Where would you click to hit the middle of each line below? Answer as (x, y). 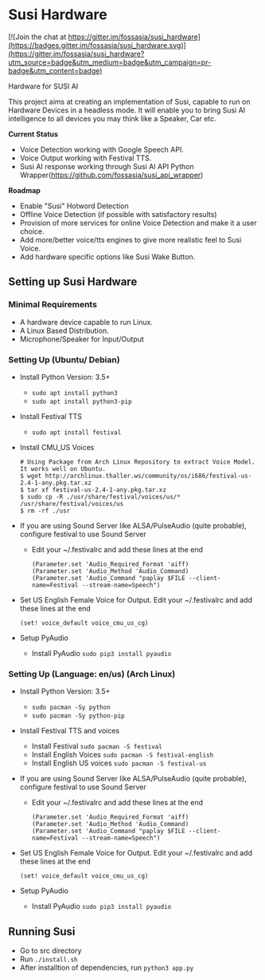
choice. (32, 231)
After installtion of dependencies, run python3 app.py (107, 968)
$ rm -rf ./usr (45, 511)
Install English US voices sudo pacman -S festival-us (119, 763)
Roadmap (25, 190)
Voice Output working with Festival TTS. (86, 158)
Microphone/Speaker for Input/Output (82, 339)
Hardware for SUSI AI (43, 86)
